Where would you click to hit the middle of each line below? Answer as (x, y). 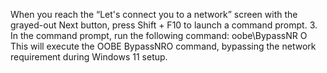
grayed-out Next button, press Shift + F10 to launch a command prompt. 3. (164, 25)
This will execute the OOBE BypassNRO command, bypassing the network (163, 46)
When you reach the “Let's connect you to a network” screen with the (154, 14)
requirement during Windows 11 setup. (89, 57)
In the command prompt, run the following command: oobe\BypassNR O (159, 35)
